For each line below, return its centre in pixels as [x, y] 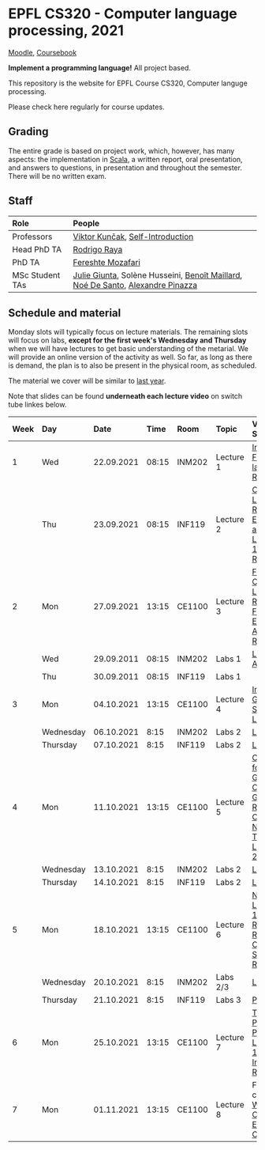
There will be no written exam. [57, 176]
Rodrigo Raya [98, 249]
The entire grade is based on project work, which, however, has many [121, 150]
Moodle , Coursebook [43, 52]
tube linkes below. [37, 405]
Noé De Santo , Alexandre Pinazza [135, 285]
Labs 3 [229, 1000]
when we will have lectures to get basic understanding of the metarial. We [129, 349]
